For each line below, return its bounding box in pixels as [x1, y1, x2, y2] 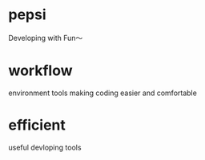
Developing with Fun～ [8, 33, 83, 42]
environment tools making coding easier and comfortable [8, 88, 198, 98]
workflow [8, 62, 73, 80]
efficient [8, 116, 66, 134]
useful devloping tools [8, 142, 82, 152]
